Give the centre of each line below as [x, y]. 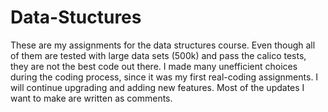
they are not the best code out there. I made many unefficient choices [154, 66]
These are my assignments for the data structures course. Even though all [163, 45]
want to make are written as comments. [91, 98]
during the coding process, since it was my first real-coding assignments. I [164, 77]
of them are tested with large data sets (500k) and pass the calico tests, [158, 55]
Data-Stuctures [76, 17]
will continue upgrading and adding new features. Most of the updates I [157, 87]
